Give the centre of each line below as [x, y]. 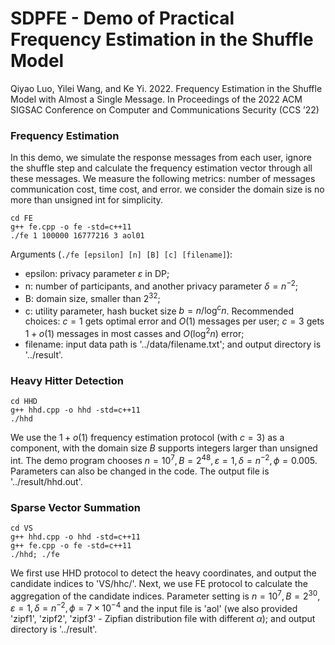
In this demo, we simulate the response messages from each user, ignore [161, 158]
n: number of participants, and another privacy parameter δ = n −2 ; [161, 285]
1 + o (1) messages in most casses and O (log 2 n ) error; [134, 332]
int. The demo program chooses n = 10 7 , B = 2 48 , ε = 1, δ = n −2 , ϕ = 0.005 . [164, 459]
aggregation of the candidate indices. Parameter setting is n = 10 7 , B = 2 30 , [165, 595]
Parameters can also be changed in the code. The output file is [140, 471]
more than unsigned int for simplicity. [87, 200]
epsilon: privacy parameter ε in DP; [97, 274]
